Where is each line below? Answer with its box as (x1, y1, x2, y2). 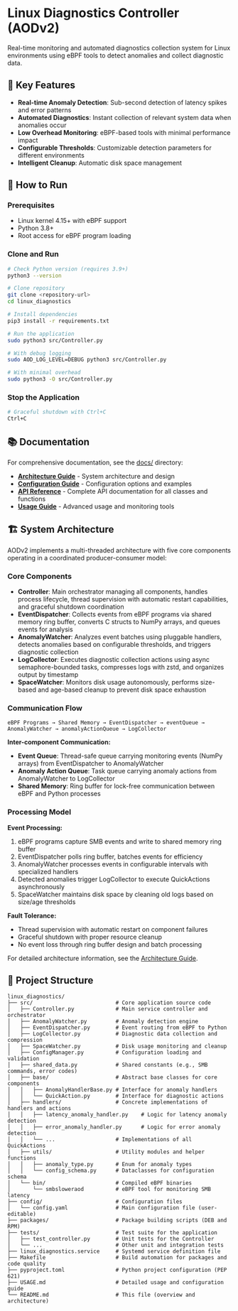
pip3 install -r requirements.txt (7, 317, 110, 325)
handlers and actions (7, 1105, 72, 1112)
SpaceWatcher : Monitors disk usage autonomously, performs (17, 678, 199, 687)
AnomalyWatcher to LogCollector (17, 774, 115, 783)
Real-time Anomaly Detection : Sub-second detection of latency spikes (17, 98, 227, 107)
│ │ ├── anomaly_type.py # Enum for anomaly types (7, 1161, 193, 1168)
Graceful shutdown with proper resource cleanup (17, 932, 162, 941)
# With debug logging (7, 349, 72, 357)
